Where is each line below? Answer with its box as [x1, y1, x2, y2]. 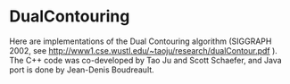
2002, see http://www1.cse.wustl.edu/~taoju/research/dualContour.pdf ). [9, 45, 278, 55]
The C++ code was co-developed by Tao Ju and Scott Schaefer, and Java [9, 55, 283, 65]
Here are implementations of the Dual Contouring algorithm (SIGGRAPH [9, 36, 272, 46]
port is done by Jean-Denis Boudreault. [9, 64, 154, 75]
